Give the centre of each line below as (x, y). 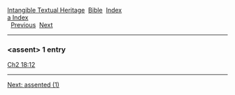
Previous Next (31, 25)
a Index (18, 17)
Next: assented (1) (33, 85)
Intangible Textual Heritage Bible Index (65, 10)
